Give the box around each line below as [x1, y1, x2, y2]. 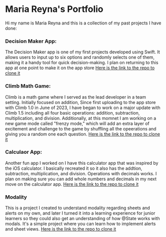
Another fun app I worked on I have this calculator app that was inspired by [5, 160, 159, 166]
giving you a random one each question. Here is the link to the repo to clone [5, 131, 160, 137]
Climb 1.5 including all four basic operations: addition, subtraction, [5, 110, 140, 116]
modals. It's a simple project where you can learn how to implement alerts [5, 221, 156, 227]
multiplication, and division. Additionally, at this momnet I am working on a [5, 115, 157, 121]
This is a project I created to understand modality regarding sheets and [5, 205, 150, 211]
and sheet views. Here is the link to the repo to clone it [5, 226, 116, 232]
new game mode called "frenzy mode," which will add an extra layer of [5, 120, 150, 126]
